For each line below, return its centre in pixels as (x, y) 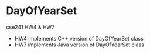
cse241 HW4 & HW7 (30, 27)
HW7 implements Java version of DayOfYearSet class (79, 45)
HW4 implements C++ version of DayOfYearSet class (79, 38)
